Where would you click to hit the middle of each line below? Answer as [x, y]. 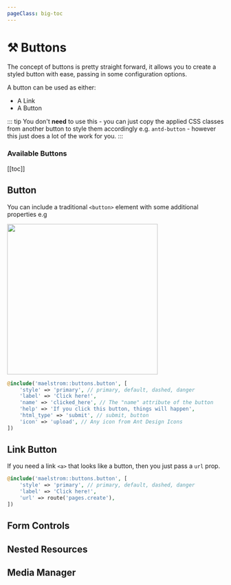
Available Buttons [37, 153]
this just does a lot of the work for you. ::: [65, 136]
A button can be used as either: [52, 87]
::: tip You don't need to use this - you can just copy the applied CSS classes [115, 121]
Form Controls [38, 526]
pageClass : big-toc [35, 13]
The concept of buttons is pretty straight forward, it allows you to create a [112, 67]
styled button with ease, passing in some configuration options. [97, 74]
